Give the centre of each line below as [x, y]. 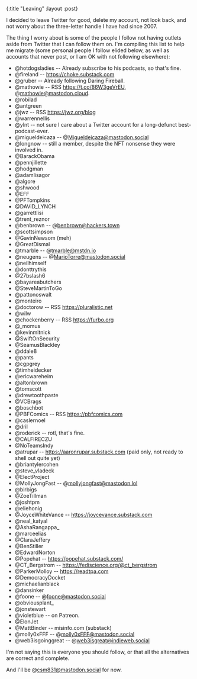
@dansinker [29, 590]
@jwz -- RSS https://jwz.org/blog [55, 112]
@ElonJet [26, 622]
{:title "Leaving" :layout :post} [42, 9]
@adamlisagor [32, 175]
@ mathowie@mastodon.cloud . [52, 93]
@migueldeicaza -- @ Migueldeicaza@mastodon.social [82, 137]
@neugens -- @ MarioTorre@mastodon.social [70, 257]
